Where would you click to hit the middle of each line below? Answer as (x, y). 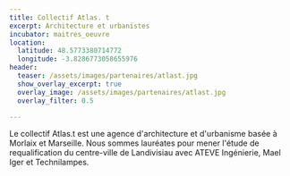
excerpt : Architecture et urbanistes (80, 26)
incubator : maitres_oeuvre (60, 34)
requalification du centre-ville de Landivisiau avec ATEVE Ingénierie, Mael (145, 153)
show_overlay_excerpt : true (70, 84)
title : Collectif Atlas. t (60, 17)
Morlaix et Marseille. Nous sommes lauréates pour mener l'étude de (134, 143)
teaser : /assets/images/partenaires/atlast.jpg (108, 76)
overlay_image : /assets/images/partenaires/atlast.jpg (122, 92)
